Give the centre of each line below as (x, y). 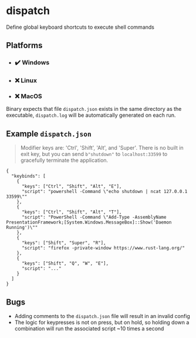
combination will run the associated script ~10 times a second (89, 329)
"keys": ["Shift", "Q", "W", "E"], (65, 263)
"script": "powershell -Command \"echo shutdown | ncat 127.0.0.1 (104, 192)
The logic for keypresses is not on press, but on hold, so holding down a (102, 322)
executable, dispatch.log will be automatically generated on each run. (91, 115)
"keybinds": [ (28, 176)
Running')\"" (22, 228)
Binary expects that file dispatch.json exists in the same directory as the (94, 109)
